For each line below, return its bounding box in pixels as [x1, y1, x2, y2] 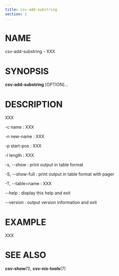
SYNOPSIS [5, 66, 49, 77]
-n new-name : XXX [5, 134, 45, 139]
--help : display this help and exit [5, 190, 71, 196]
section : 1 [5, 12, 27, 17]
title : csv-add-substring [5, 7, 57, 12]
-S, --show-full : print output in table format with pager [5, 171, 115, 177]
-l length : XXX [5, 153, 34, 158]
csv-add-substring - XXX [5, 49, 56, 54]
